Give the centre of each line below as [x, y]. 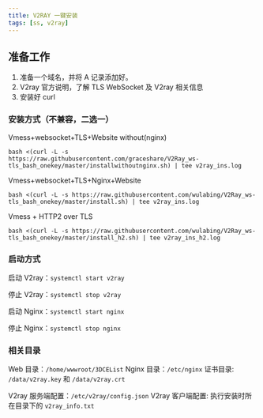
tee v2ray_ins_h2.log [185, 238]
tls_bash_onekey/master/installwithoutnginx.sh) [90, 166]
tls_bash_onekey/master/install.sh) [68, 201]
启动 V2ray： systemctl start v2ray [66, 277]
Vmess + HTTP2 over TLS [51, 216]
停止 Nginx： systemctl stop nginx [64, 328]
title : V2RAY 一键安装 [43, 15]
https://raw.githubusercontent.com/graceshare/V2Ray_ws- [104, 159]
